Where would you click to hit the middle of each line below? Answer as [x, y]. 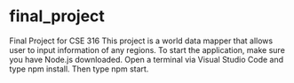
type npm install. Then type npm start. [79, 69]
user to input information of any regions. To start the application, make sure [147, 49]
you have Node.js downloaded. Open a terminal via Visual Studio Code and [147, 59]
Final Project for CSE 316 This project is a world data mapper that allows [141, 41]
